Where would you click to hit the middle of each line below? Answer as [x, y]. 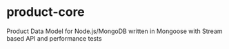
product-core [46, 12]
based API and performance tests [54, 38]
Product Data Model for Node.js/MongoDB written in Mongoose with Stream [114, 31]
